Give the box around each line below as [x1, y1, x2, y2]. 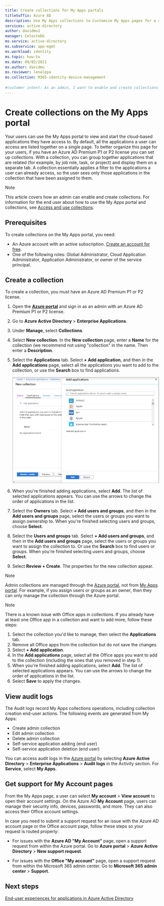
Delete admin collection [12, 735, 60, 741]
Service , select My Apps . [5, 766, 57, 772]
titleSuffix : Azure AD [5, 13, 51, 18]
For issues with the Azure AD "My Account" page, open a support [12, 838, 147, 843]
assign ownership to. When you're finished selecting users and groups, [12, 518, 156, 524]
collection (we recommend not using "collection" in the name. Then [12, 342, 148, 348]
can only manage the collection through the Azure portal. [5, 593, 120, 598]
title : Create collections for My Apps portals [5, 8, 104, 13]
